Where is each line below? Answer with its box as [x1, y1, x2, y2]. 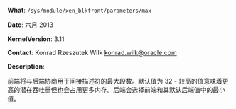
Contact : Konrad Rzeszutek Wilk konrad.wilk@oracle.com [7, 49, 177, 57]
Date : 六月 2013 [7, 21, 54, 29]
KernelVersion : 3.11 [7, 35, 65, 43]
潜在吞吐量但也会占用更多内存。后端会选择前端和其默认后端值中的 [19, 86, 213, 94]
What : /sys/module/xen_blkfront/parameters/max [7, 6, 151, 14]
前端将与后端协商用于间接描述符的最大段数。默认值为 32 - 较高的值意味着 [7, 77, 222, 85]
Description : [7, 62, 45, 70]
